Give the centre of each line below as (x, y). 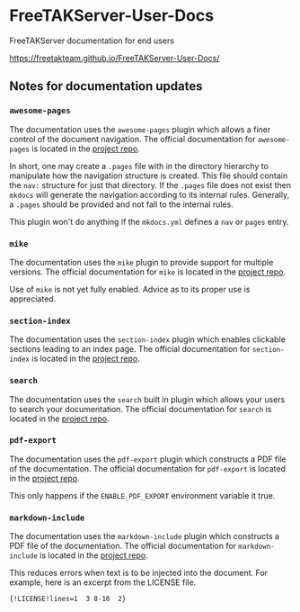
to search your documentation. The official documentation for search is (141, 409)
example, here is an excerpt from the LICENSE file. (103, 582)
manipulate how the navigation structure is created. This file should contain (149, 175)
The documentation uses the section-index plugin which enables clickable (147, 339)
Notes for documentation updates (106, 86)
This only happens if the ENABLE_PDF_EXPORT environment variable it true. (142, 495)
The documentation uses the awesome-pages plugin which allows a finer (140, 129)
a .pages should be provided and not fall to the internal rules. (121, 204)
